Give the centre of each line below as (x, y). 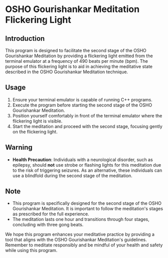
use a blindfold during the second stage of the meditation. (72, 175)
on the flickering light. (35, 132)
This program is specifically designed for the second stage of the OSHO (87, 203)
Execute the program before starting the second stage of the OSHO (82, 105)
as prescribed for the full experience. (51, 214)
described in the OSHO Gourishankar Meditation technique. (67, 72)
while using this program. (31, 250)
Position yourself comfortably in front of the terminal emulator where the (87, 115)
